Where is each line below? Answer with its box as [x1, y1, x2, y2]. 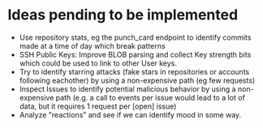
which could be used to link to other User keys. [19, 58, 178, 68]
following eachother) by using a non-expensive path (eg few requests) [19, 75, 256, 85]
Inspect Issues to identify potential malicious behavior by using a [19, 83, 236, 94]
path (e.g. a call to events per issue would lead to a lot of [55, 92, 245, 102]
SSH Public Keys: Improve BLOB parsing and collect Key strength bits [19, 49, 252, 59]
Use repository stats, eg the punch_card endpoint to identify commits [19, 32, 252, 42]
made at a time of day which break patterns [19, 41, 166, 50]
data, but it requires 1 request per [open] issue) [19, 101, 177, 111]
